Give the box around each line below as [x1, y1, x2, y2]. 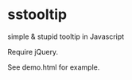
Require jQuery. [7, 47, 59, 56]
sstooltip [7, 6, 68, 24]
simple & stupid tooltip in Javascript [7, 32, 125, 41]
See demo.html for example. [7, 62, 100, 72]
